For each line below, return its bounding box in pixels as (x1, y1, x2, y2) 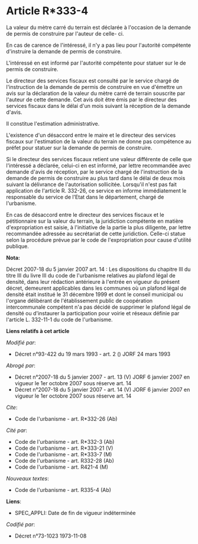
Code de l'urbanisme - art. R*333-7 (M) (14, 450, 112, 457)
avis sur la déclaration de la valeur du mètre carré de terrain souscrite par (6, 89, 186, 97)
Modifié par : (6, 339, 37, 346)
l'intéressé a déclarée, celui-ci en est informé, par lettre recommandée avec (6, 162, 191, 169)
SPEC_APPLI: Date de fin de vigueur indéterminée (14, 509, 136, 516)
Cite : (6, 404, 18, 411)
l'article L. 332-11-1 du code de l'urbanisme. (6, 316, 113, 323)
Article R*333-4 (6, 4, 89, 18)
